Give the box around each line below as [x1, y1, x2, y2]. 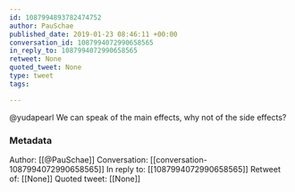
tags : [9, 79, 29, 88]
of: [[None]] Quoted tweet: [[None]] [9, 173, 141, 184]
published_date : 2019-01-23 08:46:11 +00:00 [9, 29, 178, 38]
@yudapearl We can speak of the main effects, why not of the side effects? [9, 112, 287, 122]
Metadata [9, 134, 52, 146]
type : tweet [9, 71, 54, 80]
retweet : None [9, 54, 63, 63]
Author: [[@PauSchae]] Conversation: [9, 154, 149, 165]
